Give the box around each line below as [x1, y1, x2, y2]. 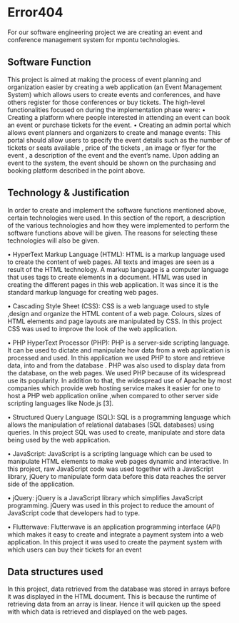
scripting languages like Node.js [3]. [7, 399, 114, 407]
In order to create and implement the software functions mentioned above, [7, 206, 227, 214]
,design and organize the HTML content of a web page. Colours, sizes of [7, 309, 221, 318]
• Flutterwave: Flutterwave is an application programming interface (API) [7, 522, 221, 531]
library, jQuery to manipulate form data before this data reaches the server [7, 472, 226, 480]
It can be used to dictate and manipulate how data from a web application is [7, 345, 230, 354]
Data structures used [7, 565, 103, 578]
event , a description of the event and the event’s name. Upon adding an [7, 151, 220, 159]
